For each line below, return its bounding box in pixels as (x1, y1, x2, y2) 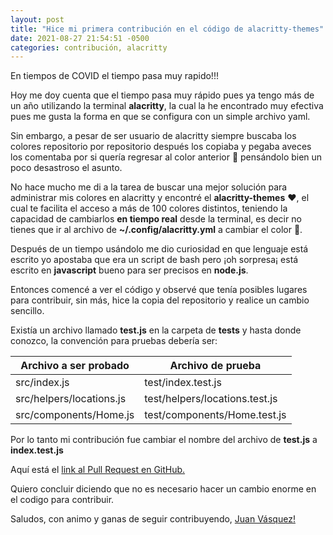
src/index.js (15, 376, 70, 390)
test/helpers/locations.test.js (144, 392, 278, 406)
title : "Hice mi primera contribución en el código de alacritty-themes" (10, 24, 325, 34)
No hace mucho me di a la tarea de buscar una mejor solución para (10, 181, 288, 193)
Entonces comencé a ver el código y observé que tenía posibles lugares (10, 284, 308, 296)
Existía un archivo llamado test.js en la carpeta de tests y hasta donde (10, 324, 302, 336)
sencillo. (10, 305, 45, 317)
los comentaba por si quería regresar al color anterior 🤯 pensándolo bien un (10, 151, 323, 163)
